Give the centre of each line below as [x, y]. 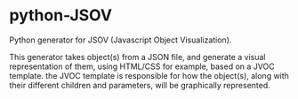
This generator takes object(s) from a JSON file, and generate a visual [137, 57]
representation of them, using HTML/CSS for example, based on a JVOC [142, 66]
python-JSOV [61, 15]
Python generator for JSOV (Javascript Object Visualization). [121, 40]
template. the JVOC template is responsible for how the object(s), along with [149, 75]
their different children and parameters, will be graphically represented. [140, 85]
